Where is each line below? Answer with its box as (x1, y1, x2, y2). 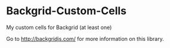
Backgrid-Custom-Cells (6, 4, 127, 18)
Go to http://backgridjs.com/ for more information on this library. (6, 35, 164, 42)
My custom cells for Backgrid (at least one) (6, 24, 112, 31)
